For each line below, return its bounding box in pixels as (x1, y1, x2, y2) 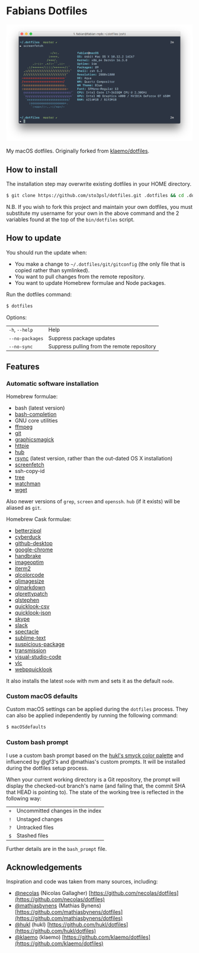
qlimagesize (14, 577, 44, 585)
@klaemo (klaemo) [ (14, 933, 64, 941)
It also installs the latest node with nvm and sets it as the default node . (6, 678, 174, 685)
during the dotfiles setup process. (6, 764, 89, 771)
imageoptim (14, 559, 44, 566)
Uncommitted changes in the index (17, 807, 102, 814)
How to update (6, 233, 62, 243)
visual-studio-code (14, 653, 62, 660)
